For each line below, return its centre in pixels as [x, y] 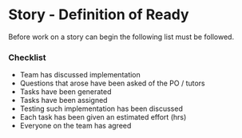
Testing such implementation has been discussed [101, 108]
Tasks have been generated [65, 92]
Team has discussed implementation [80, 75]
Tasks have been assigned [63, 101]
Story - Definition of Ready [99, 15]
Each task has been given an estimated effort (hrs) [103, 117]
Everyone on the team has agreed [75, 126]
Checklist [27, 57]
